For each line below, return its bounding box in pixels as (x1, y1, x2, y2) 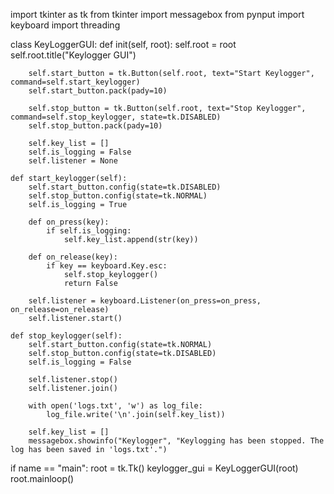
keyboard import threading (10, 19, 121, 31)
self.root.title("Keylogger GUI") (10, 49, 137, 61)
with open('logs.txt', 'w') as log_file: (28, 401, 203, 411)
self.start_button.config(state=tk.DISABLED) (28, 182, 222, 192)
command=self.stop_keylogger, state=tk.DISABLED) (10, 112, 222, 122)
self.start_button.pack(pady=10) (28, 86, 168, 96)
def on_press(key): (28, 217, 110, 227)
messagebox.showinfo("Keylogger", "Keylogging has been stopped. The (28, 436, 325, 446)
